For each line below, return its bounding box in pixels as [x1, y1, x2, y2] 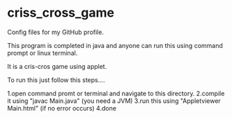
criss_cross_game [7, 5, 115, 21]
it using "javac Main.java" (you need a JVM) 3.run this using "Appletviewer [7, 96, 221, 105]
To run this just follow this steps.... [7, 75, 106, 84]
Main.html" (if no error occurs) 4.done [7, 104, 117, 112]
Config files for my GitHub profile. [7, 28, 105, 36]
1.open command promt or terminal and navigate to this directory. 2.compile [7, 89, 225, 97]
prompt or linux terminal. [7, 49, 78, 57]
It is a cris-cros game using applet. [7, 62, 107, 70]
